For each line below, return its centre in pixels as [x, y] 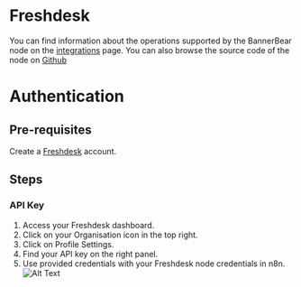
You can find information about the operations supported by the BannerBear [151, 41]
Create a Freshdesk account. [63, 151]
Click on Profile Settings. [68, 244]
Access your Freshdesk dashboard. [88, 225]
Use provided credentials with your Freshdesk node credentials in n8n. [154, 264]
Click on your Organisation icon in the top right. [110, 235]
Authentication [67, 97]
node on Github [38, 60]
